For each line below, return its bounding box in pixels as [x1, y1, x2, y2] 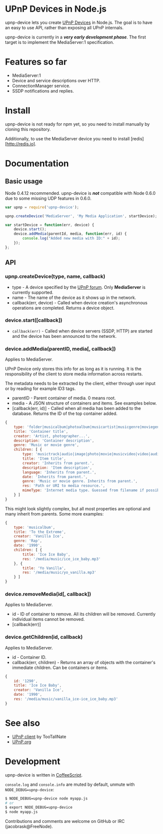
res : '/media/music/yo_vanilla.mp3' [22, 570, 97, 575]
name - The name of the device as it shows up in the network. [12, 295, 136, 300]
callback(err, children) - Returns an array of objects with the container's [12, 659, 156, 665]
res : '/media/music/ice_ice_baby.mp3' [22, 556, 101, 561]
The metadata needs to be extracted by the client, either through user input [5, 381, 156, 387]
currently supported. [12, 289, 53, 295]
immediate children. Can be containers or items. [12, 665, 108, 670]
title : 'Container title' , [14, 429, 68, 434]
